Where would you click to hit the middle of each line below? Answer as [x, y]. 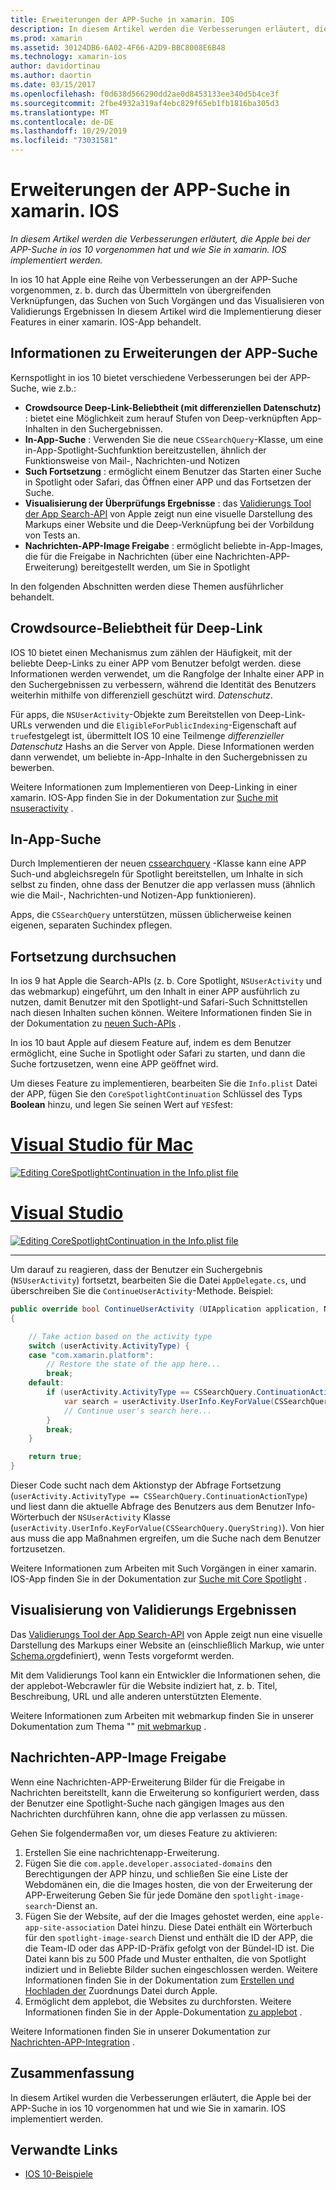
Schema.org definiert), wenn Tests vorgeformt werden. [122, 1655]
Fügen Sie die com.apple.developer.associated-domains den [148, 1863]
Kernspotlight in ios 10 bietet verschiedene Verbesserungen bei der [149, 377]
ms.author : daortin [51, 76]
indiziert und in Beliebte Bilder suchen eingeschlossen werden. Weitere [171, 1969]
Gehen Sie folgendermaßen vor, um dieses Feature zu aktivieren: [144, 1833]
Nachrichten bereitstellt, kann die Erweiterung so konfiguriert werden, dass [165, 1792]
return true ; [55, 1457]
